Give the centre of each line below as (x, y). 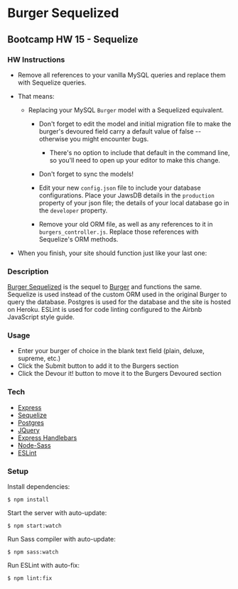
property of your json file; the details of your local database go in (134, 202)
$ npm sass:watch (33, 552)
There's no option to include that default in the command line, (140, 152)
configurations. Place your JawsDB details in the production (126, 195)
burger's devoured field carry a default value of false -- (120, 131)
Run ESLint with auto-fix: (44, 566)
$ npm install (28, 500)
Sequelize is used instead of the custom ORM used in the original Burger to (117, 294)
